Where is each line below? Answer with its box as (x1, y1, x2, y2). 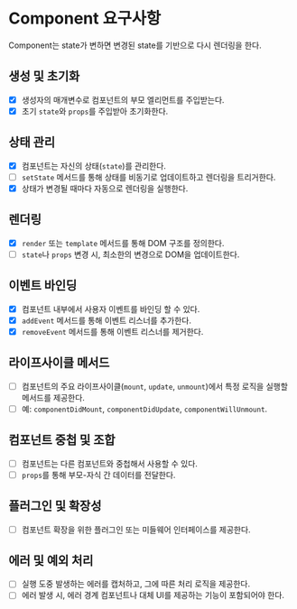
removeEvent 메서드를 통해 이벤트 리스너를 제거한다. (21, 326, 204, 337)
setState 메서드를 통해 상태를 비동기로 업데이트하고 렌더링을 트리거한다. (21, 171, 276, 182)
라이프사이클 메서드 (8, 355, 110, 371)
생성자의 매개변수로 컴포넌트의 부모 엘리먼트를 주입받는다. (21, 94, 225, 105)
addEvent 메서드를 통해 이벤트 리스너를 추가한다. (21, 315, 191, 326)
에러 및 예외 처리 (8, 552, 94, 568)
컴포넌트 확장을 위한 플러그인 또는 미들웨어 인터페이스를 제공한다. (21, 524, 251, 535)
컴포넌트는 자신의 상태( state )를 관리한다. (21, 160, 166, 171)
